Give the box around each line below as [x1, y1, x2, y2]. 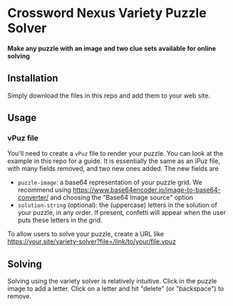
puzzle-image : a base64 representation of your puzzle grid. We [17, 178, 203, 186]
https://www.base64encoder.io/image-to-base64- [72, 186, 221, 194]
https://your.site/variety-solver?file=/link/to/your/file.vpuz [7, 237, 177, 246]
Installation [7, 73, 58, 85]
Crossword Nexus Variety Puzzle [7, 5, 207, 21]
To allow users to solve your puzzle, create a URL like [7, 230, 165, 238]
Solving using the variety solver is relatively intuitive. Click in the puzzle [7, 277, 217, 285]
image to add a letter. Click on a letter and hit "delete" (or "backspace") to [7, 285, 224, 293]
